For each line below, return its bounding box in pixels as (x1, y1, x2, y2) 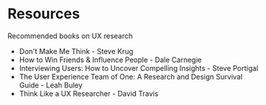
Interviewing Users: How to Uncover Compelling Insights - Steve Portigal (18, 63, 259, 72)
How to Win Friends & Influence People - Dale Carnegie (18, 55, 202, 64)
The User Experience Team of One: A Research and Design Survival (18, 72, 243, 81)
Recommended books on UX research (7, 31, 133, 41)
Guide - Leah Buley (18, 80, 83, 90)
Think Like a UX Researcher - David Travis (18, 88, 159, 98)
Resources (7, 5, 81, 23)
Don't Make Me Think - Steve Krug (18, 46, 133, 56)
